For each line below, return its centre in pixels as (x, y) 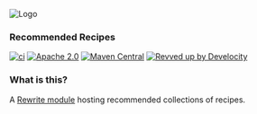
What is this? (38, 80)
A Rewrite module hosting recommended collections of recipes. (128, 100)
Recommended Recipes (62, 37)
